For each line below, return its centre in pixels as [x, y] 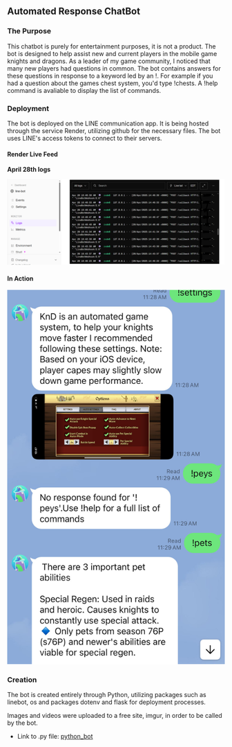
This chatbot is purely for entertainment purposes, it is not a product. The [112, 46]
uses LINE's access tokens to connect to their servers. [85, 138]
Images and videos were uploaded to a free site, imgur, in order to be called [115, 716]
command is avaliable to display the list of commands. [84, 90]
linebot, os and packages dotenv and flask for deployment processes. [106, 702]
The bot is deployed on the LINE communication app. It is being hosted [108, 123]
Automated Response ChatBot [74, 11]
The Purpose [29, 31]
